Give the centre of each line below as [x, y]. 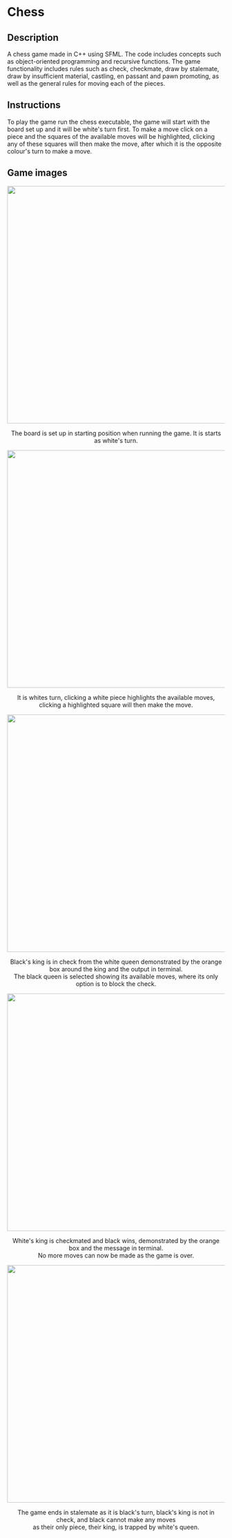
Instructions [34, 105]
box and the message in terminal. [116, 1248]
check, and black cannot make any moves [116, 1519]
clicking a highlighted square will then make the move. [116, 705]
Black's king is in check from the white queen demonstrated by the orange [116, 962]
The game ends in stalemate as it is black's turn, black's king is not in [116, 1512]
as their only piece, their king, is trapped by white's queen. [116, 1527]
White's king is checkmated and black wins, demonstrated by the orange [116, 1240]
